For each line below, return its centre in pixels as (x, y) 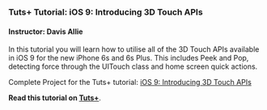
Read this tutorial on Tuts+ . (55, 98)
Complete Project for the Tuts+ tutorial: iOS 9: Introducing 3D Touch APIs (130, 82)
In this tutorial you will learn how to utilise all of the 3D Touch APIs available (134, 49)
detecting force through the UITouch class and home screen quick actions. (133, 66)
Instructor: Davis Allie (46, 32)
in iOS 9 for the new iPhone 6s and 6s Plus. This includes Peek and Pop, (129, 58)
